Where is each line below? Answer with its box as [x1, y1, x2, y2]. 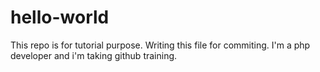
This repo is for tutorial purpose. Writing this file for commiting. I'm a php [10, 39, 311, 51]
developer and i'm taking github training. [10, 49, 178, 61]
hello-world [10, 6, 110, 29]
